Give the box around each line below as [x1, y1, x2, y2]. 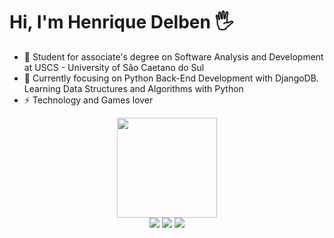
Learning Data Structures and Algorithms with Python [23, 82, 244, 94]
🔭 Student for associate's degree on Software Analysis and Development [23, 50, 324, 63]
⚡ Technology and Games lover [23, 94, 154, 106]
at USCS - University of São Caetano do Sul [23, 61, 205, 73]
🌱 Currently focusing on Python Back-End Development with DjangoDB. [23, 72, 319, 84]
